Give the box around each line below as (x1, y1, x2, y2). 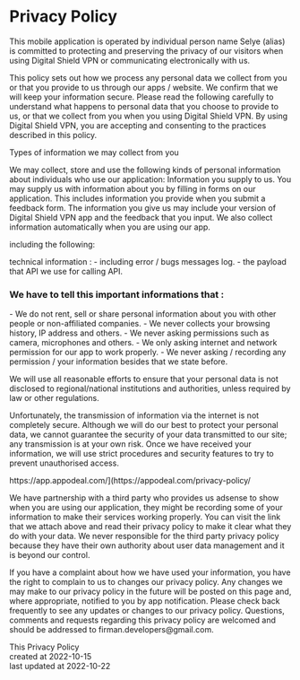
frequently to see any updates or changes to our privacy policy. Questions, (9, 606, 285, 616)
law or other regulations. (9, 393, 100, 404)
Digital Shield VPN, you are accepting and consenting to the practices (9, 119, 267, 131)
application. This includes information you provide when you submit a (9, 193, 266, 204)
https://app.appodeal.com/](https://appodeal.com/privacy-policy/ (9, 475, 251, 486)
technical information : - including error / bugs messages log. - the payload (9, 256, 287, 266)
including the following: (9, 239, 96, 249)
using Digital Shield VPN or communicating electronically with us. (9, 55, 251, 65)
